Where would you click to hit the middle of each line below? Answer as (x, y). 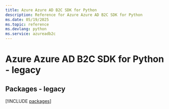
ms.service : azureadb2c (31, 34)
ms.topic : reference (27, 24)
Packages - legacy (35, 89)
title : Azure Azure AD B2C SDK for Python (51, 10)
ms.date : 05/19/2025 (27, 19)
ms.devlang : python (26, 29)
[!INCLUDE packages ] (28, 101)
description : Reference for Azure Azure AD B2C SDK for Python (74, 15)
